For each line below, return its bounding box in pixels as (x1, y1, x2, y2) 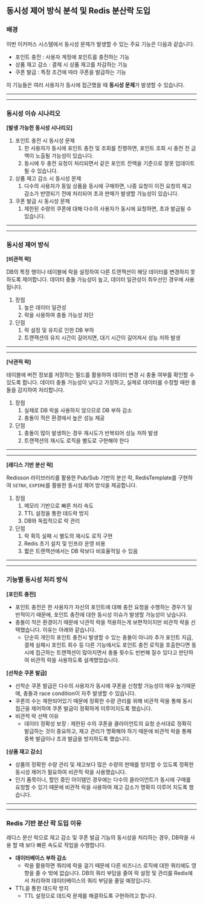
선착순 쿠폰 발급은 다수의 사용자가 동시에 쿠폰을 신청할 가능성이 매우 (14, 682, 175, 689)
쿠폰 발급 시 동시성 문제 (14, 197, 71, 205)
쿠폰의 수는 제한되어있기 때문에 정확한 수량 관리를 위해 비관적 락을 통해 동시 (14, 697, 193, 704)
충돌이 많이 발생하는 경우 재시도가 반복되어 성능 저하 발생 (24, 429, 158, 437)
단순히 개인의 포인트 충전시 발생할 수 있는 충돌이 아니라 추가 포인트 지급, (24, 633, 193, 640)
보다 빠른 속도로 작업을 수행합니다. (25, 841, 106, 849)
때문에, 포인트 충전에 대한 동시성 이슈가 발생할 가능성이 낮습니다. (36, 611, 188, 618)
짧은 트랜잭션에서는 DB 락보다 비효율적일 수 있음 (24, 547, 138, 555)
